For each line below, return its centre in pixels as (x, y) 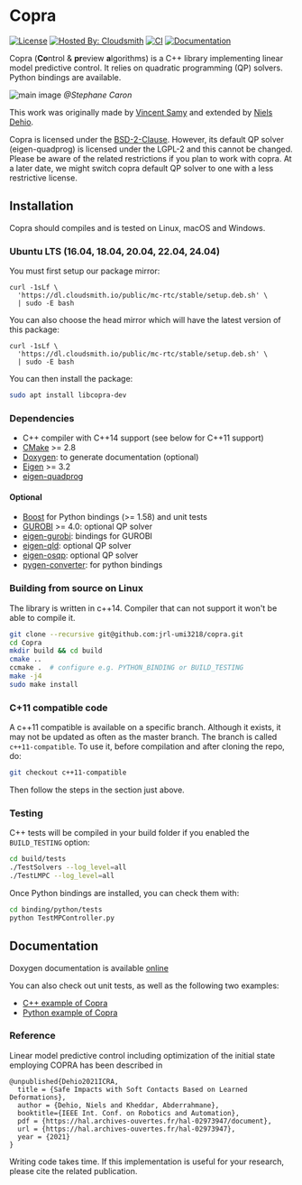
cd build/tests (38, 859)
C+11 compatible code (59, 708)
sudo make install (44, 684)
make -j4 (26, 676)
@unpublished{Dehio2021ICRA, (64, 1081)
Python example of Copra (70, 1013)
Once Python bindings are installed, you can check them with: (124, 893)
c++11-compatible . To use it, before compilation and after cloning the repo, (147, 746)
